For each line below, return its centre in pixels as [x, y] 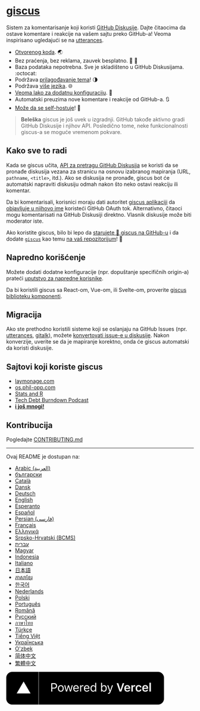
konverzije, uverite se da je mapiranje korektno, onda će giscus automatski [98, 342]
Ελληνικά [27, 531]
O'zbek [24, 648]
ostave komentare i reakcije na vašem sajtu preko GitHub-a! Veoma [89, 33]
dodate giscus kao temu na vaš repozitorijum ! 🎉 [65, 239]
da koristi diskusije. [30, 348]
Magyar [24, 550]
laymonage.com [35, 381]
